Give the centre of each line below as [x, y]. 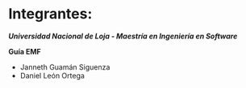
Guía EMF [25, 51]
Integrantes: [50, 14]
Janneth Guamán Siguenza [65, 67]
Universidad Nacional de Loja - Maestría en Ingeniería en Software [123, 36]
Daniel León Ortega [52, 75]
